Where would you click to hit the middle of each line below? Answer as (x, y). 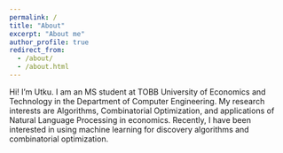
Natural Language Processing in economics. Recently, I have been (130, 119)
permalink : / (33, 17)
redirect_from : (37, 50)
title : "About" (37, 26)
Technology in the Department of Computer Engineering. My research (137, 101)
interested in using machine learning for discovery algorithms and (130, 129)
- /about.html (43, 67)
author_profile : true (49, 42)
